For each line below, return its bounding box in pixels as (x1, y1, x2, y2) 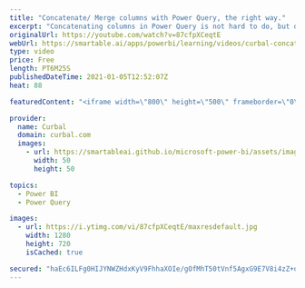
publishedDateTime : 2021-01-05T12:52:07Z (9, 73, 169, 82)
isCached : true (25, 247, 84, 257)
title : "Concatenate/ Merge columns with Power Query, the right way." (9, 13, 286, 23)
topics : (9, 181, 39, 190)
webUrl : (9, 38, 39, 48)
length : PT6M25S (9, 65, 71, 74)
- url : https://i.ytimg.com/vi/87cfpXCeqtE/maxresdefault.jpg (17, 223, 258, 232)
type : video (9, 47, 54, 56)
